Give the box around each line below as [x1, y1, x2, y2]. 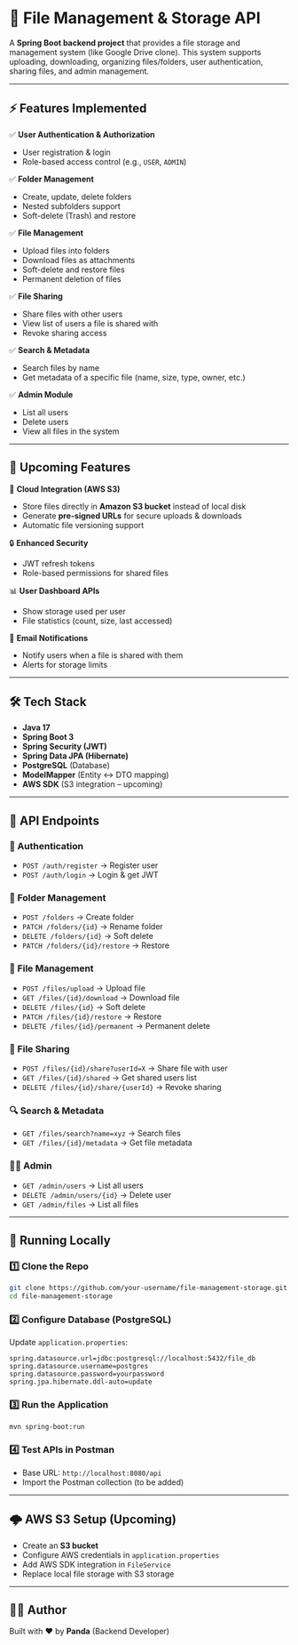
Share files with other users [21, 309, 123, 319]
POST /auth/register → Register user [21, 860, 159, 871]
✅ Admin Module [9, 389, 74, 399]
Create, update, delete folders [21, 191, 132, 202]
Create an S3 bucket [21, 1540, 99, 1551]
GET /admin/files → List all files [21, 1199, 139, 1209]
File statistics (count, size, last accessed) [21, 615, 173, 626]
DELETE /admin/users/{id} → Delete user [21, 1189, 172, 1200]
